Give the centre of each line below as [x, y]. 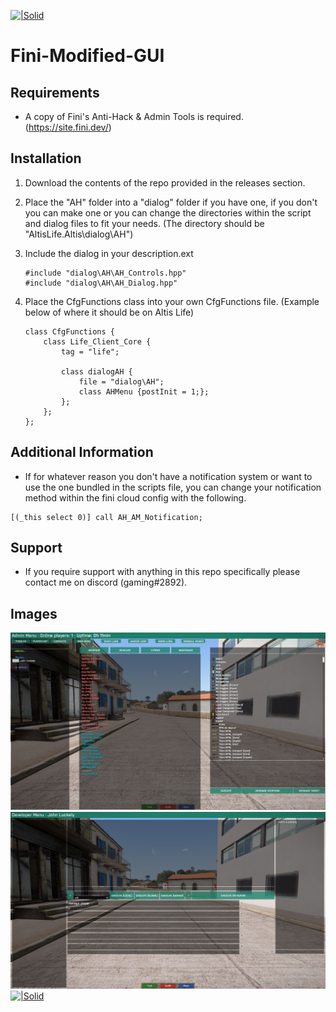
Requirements [55, 92]
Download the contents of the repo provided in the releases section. [165, 182]
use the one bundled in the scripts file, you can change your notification [173, 487]
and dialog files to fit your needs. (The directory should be [144, 223]
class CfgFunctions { [69, 331]
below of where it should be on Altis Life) [109, 312]
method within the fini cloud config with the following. [135, 497]
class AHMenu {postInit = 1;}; [144, 391]
